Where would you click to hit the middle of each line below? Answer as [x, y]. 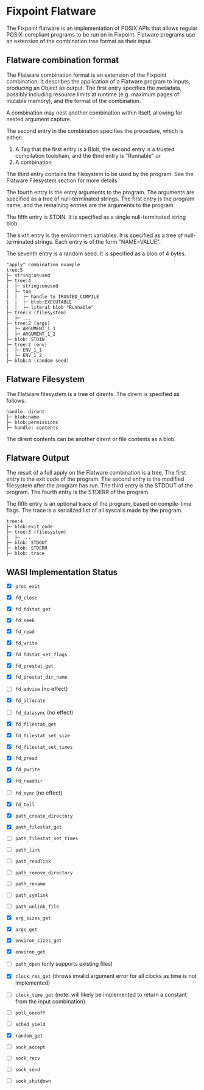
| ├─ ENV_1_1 [24, 350]
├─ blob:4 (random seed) [38, 361]
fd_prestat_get [34, 666]
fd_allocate [30, 701]
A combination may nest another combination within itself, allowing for [94, 112]
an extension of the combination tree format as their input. [79, 41]
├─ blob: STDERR [27, 548]
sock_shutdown [33, 1081]
